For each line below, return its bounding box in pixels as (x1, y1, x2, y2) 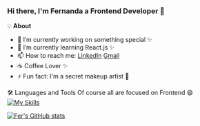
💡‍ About (7, 22, 32, 30)
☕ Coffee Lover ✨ (17, 62, 68, 70)
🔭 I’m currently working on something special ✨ (17, 36, 153, 44)
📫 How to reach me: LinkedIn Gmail (17, 52, 120, 60)
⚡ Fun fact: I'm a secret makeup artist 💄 (17, 72, 130, 81)
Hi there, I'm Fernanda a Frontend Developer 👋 (7, 6, 165, 16)
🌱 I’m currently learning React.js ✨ (17, 43, 115, 52)
